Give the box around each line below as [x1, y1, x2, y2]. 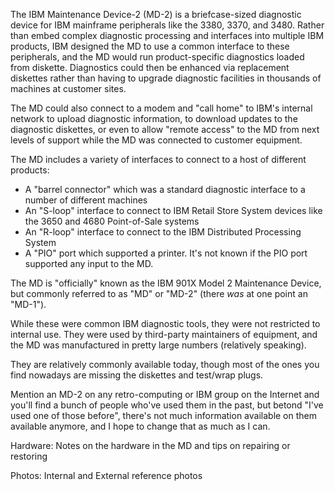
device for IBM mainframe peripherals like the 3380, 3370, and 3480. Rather [10, 19, 325, 31]
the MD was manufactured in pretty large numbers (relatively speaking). [10, 339, 307, 351]
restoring [10, 450, 48, 462]
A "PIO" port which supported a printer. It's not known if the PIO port [24, 247, 308, 259]
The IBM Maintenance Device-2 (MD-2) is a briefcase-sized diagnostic [10, 9, 302, 20]
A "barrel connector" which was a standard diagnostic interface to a [24, 184, 306, 195]
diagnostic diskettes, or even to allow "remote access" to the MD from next [10, 124, 320, 135]
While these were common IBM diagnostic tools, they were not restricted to [10, 318, 321, 329]
